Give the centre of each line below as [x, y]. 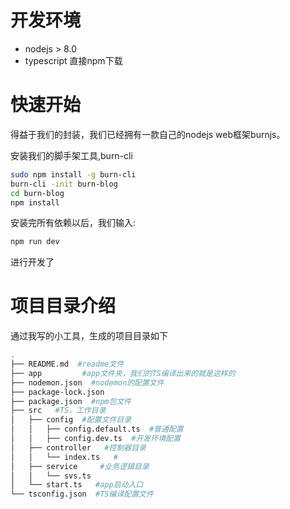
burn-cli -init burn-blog [64, 184]
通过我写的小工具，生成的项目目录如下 [89, 336]
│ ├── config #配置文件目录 [71, 420]
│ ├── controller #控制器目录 [78, 447]
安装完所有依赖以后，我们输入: [73, 223]
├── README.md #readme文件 [67, 364]
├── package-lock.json [57, 392]
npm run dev [35, 242]
